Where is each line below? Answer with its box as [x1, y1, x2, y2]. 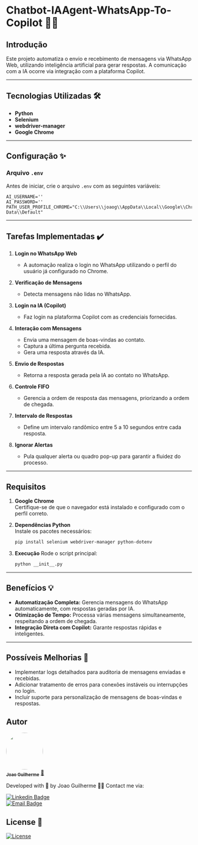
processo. [23, 459, 48, 466]
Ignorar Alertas [14, 441, 53, 448]
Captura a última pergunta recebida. [23, 343, 112, 350]
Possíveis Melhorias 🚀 [6, 653, 89, 663]
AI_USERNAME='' [6, 194, 44, 199]
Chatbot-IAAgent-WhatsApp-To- [6, 4, 172, 17]
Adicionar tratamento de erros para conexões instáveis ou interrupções [14, 681, 188, 688]
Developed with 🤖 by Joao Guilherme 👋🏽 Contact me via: [6, 782, 144, 790]
